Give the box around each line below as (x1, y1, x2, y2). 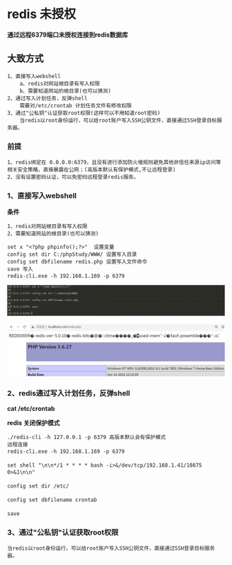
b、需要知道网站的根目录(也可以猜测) (19, 87, 112, 94)
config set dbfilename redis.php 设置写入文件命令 (7, 259, 148, 266)
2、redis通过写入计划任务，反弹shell (7, 388, 130, 398)
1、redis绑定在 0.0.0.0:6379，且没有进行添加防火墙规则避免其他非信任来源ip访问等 (7, 159, 222, 166)
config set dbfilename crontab (7, 497, 97, 503)
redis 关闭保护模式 (7, 419, 60, 427)
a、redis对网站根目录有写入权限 (19, 80, 100, 87)
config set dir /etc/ (7, 483, 70, 490)
